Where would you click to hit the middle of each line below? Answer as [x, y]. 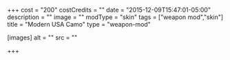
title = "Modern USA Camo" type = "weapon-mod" [79, 24]
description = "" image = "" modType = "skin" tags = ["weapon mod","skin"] [115, 17]
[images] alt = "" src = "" [42, 37]
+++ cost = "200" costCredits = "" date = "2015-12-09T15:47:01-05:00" [109, 10]
